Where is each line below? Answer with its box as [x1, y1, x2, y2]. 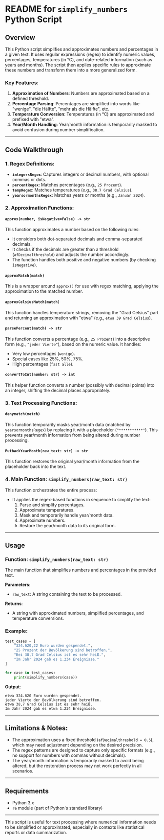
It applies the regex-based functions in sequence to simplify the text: [12, 496, 151, 502]
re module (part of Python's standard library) [12, 805, 103, 811]
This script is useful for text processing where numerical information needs [5, 819, 156, 825]
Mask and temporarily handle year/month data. [19, 512, 114, 518]
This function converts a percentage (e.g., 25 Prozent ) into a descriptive [5, 336, 150, 342]
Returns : [5, 601, 23, 607]
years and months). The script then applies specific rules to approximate [5, 62, 151, 68]
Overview [5, 33, 36, 42]
